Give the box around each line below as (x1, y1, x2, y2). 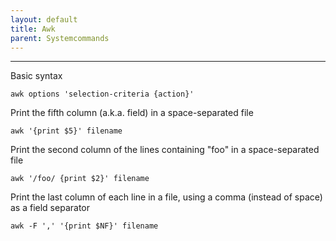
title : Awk (10, 24, 56, 34)
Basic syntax (10, 70, 63, 82)
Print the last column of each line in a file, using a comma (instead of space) (10, 191, 323, 203)
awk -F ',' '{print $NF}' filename (10, 221, 159, 231)
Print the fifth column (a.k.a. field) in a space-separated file (10, 107, 254, 119)
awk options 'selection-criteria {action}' (10, 89, 195, 100)
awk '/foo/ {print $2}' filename (10, 174, 150, 184)
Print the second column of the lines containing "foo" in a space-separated (10, 144, 320, 156)
